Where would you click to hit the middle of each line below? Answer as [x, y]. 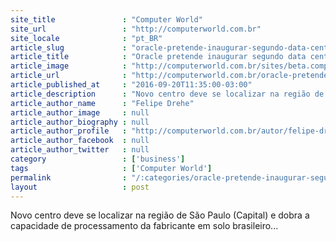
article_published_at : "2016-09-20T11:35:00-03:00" [131, 85]
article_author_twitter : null [80, 150]
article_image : [69, 66]
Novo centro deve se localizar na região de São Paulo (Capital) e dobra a [160, 215]
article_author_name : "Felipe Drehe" [102, 103]
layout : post [80, 187]
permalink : [69, 177]
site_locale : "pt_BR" [86, 38]
